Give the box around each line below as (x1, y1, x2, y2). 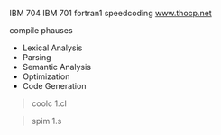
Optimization (22, 71, 70, 82)
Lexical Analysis (22, 42, 83, 53)
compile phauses (9, 25, 74, 35)
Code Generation (22, 81, 87, 91)
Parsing (22, 52, 51, 62)
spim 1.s (31, 116, 62, 126)
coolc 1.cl (31, 98, 68, 109)
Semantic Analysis (22, 62, 92, 72)
